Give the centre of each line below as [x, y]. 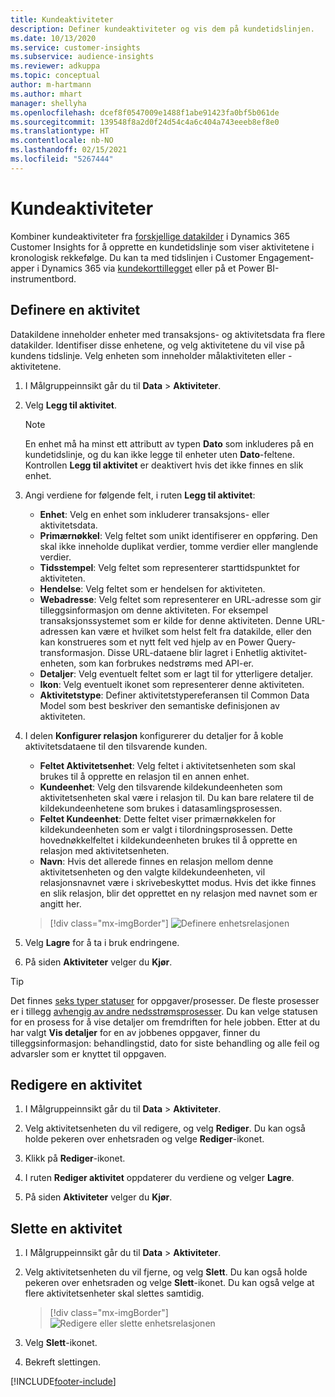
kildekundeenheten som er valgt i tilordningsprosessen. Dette [166, 829]
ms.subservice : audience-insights [82, 57]
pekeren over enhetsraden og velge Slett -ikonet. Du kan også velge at [169, 1283]
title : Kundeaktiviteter [62, 19]
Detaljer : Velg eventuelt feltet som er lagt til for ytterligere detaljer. [176, 673]
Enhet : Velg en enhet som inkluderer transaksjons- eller [154, 514]
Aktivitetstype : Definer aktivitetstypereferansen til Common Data [174, 695]
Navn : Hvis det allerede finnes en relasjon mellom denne [156, 861]
